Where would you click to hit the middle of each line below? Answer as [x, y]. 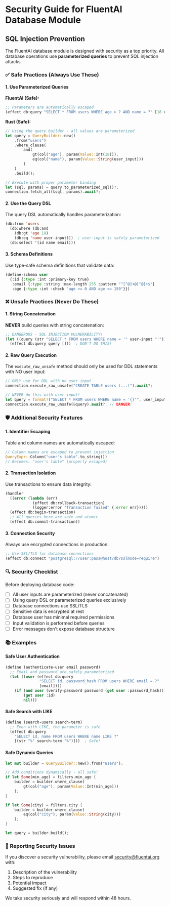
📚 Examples [21, 642]
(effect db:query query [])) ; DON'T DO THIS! [61, 344]
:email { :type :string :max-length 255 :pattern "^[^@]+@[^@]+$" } [83, 284]
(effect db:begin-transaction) [43, 512]
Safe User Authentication [32, 656]
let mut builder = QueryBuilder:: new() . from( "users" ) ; [64, 763]
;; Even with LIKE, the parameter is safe [55, 727]
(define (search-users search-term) [44, 722]
